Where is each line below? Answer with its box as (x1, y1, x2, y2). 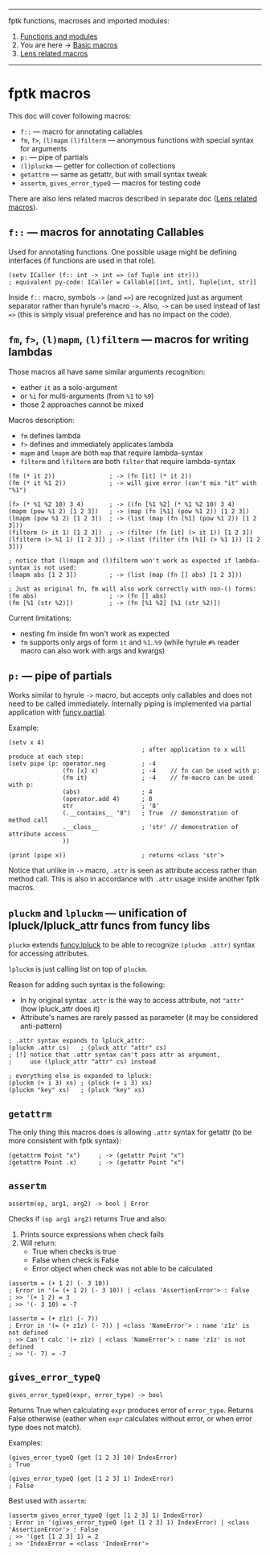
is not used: (33, 563, 78, 572)
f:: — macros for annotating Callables (8, 226, 205, 239)
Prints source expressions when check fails (19, 1229, 165, 1239)
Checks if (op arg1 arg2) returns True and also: (8, 1213, 167, 1223)
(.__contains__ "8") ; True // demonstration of (62, 809, 239, 818)
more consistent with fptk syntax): (8, 1136, 122, 1145)
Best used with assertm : (8, 1495, 87, 1505)
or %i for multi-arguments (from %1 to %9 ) (19, 391, 154, 400)
